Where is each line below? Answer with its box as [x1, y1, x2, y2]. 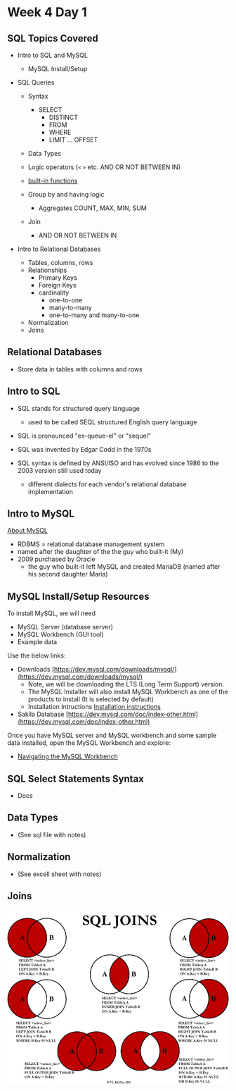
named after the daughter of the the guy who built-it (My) [17, 548, 184, 556]
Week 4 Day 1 [7, 4, 88, 20]
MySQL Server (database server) [17, 623, 114, 631]
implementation [27, 487, 74, 495]
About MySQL [7, 526, 48, 535]
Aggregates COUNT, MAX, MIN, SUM [38, 204, 147, 212]
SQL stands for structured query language [17, 404, 140, 412]
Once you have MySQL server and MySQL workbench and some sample [7, 731, 217, 740]
